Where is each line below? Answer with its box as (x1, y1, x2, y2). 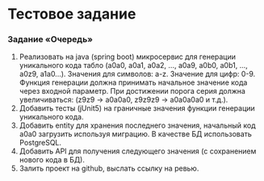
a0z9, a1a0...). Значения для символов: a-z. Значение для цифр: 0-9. (19, 69, 256, 79)
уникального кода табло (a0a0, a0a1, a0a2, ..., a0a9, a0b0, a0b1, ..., (19, 61, 248, 70)
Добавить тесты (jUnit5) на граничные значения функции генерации (19, 103, 255, 113)
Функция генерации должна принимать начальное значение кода (19, 78, 248, 87)
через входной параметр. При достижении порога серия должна (19, 86, 245, 96)
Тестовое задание (7, 5, 136, 23)
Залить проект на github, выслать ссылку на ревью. (19, 163, 199, 174)
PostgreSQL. (19, 138, 62, 148)
